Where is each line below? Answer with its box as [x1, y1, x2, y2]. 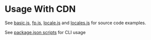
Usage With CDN [4, 3, 76, 15]
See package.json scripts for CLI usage [4, 29, 86, 35]
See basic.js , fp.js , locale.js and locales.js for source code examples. [4, 20, 146, 26]
